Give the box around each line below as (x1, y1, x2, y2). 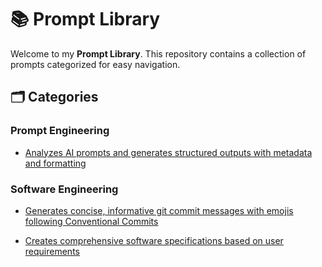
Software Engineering (10, 182, 119, 196)
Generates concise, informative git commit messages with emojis (24, 204, 294, 216)
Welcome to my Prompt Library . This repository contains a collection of (10, 47, 307, 60)
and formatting (24, 157, 87, 169)
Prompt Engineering (10, 124, 110, 138)
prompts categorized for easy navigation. (10, 58, 181, 70)
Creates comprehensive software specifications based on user (24, 234, 284, 246)
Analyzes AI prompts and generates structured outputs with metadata (24, 146, 313, 158)
